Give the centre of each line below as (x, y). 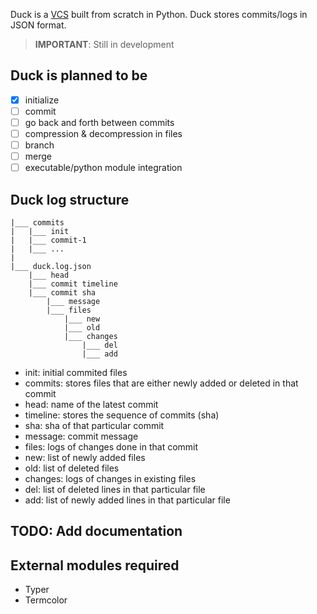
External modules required (95, 565)
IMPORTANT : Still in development (104, 44)
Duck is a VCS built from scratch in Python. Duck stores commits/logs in (159, 14)
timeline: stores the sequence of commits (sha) (122, 415)
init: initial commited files (76, 373)
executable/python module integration (103, 168)
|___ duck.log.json (51, 267)
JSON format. (38, 25)
